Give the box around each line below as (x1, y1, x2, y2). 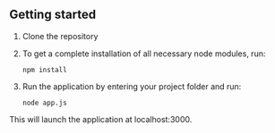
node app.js (21, 98, 67, 107)
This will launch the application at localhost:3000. (9, 113, 193, 124)
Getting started (9, 7, 97, 22)
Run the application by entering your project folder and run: (21, 80, 242, 92)
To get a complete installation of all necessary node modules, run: (21, 48, 266, 59)
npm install (21, 65, 67, 74)
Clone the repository (21, 30, 99, 41)
